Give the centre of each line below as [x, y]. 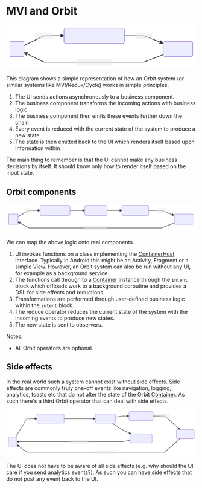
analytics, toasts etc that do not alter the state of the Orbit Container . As [96, 394]
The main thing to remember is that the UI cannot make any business [92, 160]
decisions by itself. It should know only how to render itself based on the [96, 166]
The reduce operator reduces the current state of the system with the [101, 311]
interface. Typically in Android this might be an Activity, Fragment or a [102, 260]
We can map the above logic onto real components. [70, 242]
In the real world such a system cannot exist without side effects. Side [93, 382]
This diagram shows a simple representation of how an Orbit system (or [95, 79]
